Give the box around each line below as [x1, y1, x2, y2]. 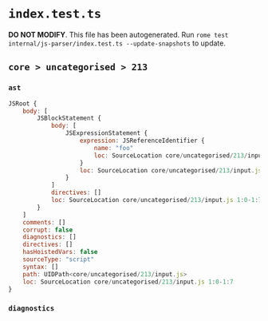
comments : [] [22, 218, 66, 226]
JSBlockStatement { [37, 114, 102, 122]
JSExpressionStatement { [65, 129, 148, 137]
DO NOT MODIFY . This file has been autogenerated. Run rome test [8, 30, 229, 39]
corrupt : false [22, 226, 73, 234]
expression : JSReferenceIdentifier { [79, 137, 205, 145]
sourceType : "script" [22, 256, 94, 264]
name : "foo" [93, 144, 134, 152]
